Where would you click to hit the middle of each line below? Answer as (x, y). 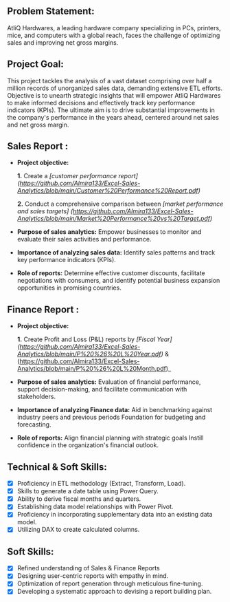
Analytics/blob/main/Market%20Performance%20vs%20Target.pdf (114, 219)
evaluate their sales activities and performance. (84, 239)
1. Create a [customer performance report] (78, 176)
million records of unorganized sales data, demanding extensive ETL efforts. (115, 88)
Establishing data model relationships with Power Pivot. (95, 507)
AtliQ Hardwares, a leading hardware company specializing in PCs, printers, (114, 28)
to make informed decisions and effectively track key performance (101, 103)
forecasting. (34, 424)
